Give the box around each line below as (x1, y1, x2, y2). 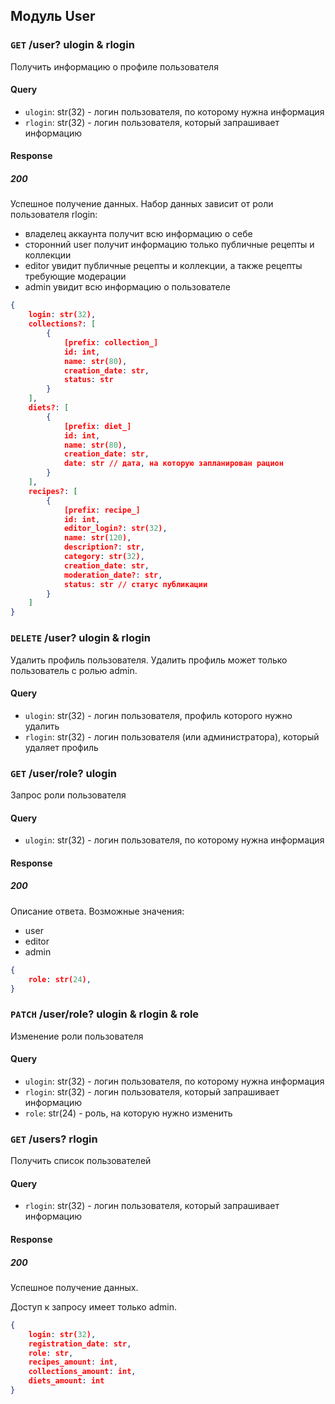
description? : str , (63, 542, 145, 553)
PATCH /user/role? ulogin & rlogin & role (10, 1007, 200, 1021)
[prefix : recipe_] (63, 505, 141, 515)
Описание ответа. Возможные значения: (10, 905, 185, 917)
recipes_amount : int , (28, 1357, 118, 1368)
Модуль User (10, 8, 96, 25)
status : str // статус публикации (63, 579, 208, 589)
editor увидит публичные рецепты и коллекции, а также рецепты (24, 260, 303, 272)
